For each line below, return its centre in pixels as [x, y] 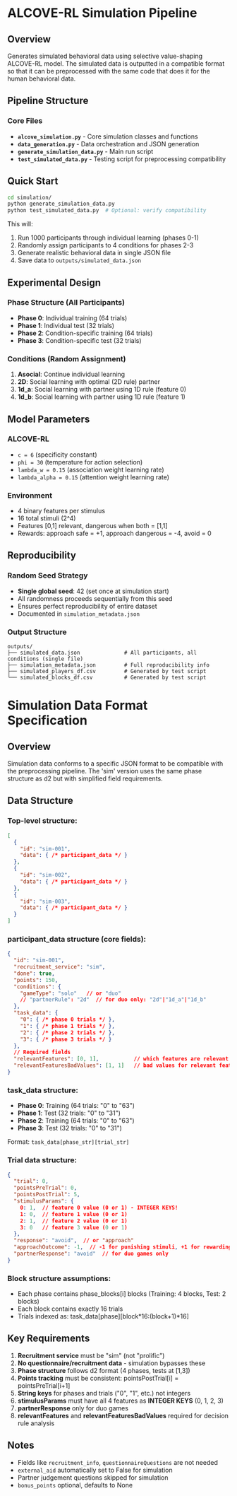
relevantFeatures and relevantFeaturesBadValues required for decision [123, 1415]
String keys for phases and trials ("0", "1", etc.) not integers [104, 1393]
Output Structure [37, 632]
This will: [20, 224]
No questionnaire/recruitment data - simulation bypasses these [111, 1363]
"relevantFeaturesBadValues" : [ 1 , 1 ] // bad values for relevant [115, 1065]
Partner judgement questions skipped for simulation [93, 1477]
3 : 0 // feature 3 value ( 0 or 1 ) [74, 1227]
